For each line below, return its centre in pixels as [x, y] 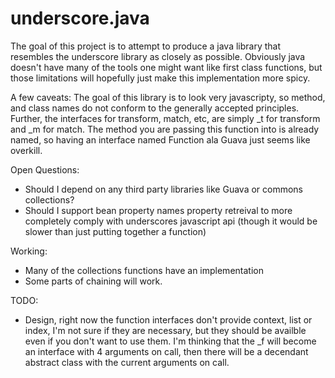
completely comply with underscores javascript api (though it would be [171, 221]
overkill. [26, 150]
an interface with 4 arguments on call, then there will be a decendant [166, 351]
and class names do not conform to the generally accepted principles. [155, 108]
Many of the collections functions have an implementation [144, 270]
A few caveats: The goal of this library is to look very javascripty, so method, [168, 97]
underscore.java [80, 18]
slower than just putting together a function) [115, 231]
